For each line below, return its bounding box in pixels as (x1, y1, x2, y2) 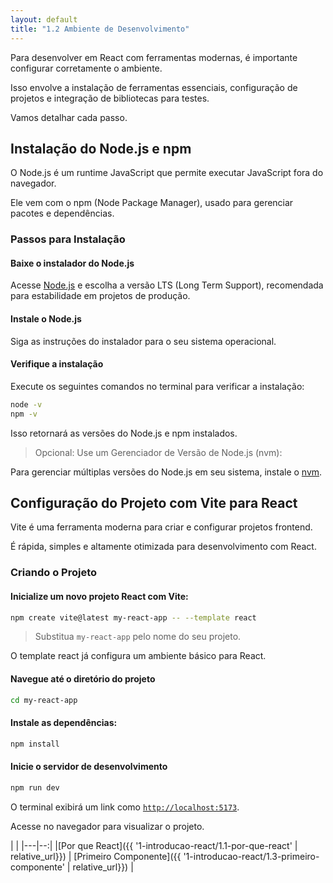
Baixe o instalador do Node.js (10, 257, 135, 269)
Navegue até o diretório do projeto (10, 673, 156, 685)
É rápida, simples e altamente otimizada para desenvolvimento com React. (10, 541, 317, 553)
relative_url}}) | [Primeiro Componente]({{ (10, 850, 182, 862)
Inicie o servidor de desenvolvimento (10, 761, 168, 773)
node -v (10, 399, 43, 410)
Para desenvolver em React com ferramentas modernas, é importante (10, 51, 298, 63)
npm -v (10, 409, 38, 419)
